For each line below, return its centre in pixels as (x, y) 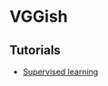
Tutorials (35, 50)
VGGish (39, 17)
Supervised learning (60, 72)
